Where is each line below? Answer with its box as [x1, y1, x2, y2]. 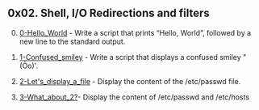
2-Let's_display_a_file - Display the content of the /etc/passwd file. [19, 76, 241, 86]
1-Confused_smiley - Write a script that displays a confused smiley [19, 52, 241, 61]
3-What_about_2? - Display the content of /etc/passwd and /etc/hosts [19, 92, 250, 102]
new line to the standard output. [19, 36, 126, 46]
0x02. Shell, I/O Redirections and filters [7, 6, 211, 20]
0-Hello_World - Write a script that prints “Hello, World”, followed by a [19, 27, 252, 37]
